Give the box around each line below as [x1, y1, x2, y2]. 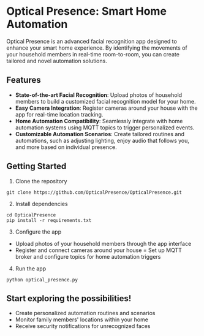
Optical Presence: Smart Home [6, 4, 167, 18]
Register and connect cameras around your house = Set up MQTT [15, 246, 183, 254]
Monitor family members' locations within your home [15, 316, 149, 323]
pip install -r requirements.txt [6, 217, 92, 223]
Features [6, 75, 41, 85]
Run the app [15, 265, 47, 272]
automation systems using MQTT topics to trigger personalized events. [15, 124, 195, 131]
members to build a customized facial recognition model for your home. [15, 97, 196, 105]
